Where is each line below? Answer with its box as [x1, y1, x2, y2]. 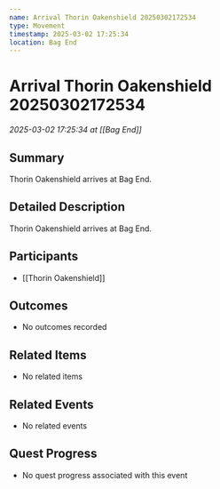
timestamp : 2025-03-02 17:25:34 [9, 29, 129, 38]
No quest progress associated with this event [21, 469, 188, 480]
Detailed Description [9, 199, 126, 214]
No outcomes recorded [21, 322, 107, 333]
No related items [21, 371, 82, 382]
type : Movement [9, 21, 66, 30]
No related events [21, 421, 87, 431]
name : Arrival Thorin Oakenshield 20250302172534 [9, 12, 197, 22]
